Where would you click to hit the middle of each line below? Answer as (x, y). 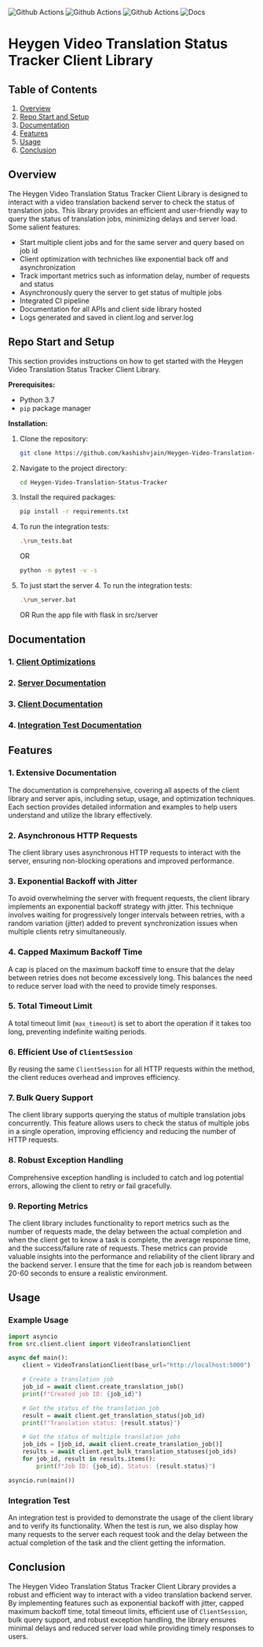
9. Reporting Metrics (48, 1206)
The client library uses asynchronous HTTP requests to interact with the (124, 852)
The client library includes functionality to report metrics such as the (119, 1223)
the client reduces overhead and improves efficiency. (94, 1078)
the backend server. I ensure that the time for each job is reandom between (130, 1265)
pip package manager (55, 408)
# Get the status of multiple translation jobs (101, 1437)
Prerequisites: (32, 384)
